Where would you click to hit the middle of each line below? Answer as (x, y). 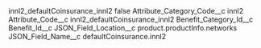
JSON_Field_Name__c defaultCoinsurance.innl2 (87, 36)
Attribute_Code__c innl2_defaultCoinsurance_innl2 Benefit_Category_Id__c (131, 19)
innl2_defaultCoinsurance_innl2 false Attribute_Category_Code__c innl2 (126, 11)
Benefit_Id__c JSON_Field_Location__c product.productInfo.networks (123, 28)
